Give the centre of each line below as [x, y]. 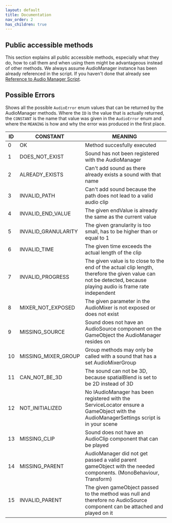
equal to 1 [97, 237]
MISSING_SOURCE [42, 332]
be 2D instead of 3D [109, 383]
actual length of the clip [113, 252]
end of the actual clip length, [119, 267]
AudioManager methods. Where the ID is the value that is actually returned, [85, 113]
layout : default [23, 10]
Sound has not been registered [122, 153]
